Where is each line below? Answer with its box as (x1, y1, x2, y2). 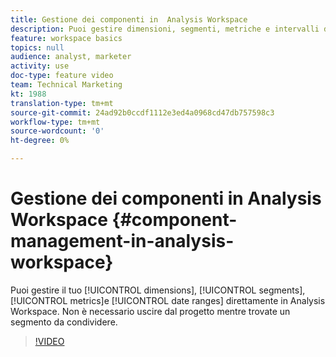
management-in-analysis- (10, 230, 235, 253)
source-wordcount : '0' (10, 126, 105, 136)
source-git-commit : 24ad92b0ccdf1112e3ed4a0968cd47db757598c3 (10, 107, 275, 118)
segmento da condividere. (10, 316, 118, 328)
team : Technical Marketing (10, 80, 123, 90)
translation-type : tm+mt (10, 98, 114, 108)
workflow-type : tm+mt (10, 117, 101, 127)
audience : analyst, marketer (10, 52, 132, 62)
